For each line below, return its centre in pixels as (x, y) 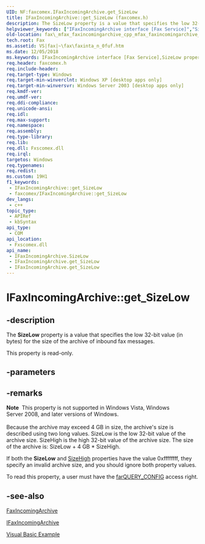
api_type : (19, 228)
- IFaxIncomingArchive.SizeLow (49, 256)
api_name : (19, 250)
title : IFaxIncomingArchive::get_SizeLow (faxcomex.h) (77, 18)
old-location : (24, 35)
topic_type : (21, 211)
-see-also (25, 496)
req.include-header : (33, 69)
